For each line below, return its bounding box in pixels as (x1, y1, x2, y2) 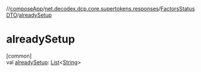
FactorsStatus (160, 5, 195, 12)
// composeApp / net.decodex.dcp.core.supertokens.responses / (6, 5, 161, 12)
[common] (6, 52, 32, 59)
